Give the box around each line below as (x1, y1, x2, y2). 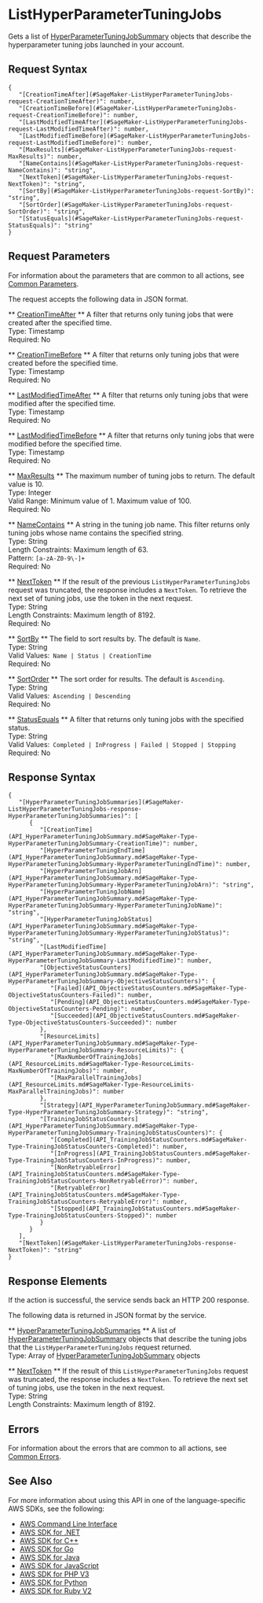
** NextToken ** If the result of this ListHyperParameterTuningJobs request (8, 1366, 249, 1375)
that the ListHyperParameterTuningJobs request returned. (8, 1342, 192, 1352)
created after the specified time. (8, 317, 112, 328)
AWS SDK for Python (19, 1577, 88, 1587)
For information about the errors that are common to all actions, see (8, 1443, 228, 1453)
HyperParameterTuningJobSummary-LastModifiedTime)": (8, 957, 184, 965)
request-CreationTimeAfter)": (8, 97, 108, 106)
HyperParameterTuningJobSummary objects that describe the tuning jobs (8, 1335, 247, 1344)
